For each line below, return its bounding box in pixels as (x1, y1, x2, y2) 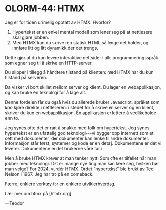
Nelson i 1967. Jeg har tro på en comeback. (5, 171, 94, 177)
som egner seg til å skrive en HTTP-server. (5, 60, 93, 66)
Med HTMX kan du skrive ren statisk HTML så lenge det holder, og (12, 39, 149, 45)
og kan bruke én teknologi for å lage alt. (5, 89, 87, 95)
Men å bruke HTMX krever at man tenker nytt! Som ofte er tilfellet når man (5, 155, 157, 161)
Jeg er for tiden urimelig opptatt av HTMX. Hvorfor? (5, 19, 111, 25)
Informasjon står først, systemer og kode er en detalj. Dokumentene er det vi (5, 140, 162, 146)
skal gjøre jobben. (12, 34, 49, 40)
